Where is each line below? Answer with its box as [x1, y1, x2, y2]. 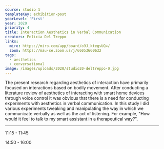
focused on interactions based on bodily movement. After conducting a [5, 85, 148, 90]
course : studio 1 [5, 7, 41, 12]
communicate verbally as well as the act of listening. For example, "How [5, 111, 150, 116]
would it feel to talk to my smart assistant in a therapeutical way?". [5, 116, 138, 122]
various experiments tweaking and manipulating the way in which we [5, 106, 144, 111]
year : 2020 [5, 21, 27, 26]
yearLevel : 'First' [5, 16, 45, 21]
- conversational [9, 62, 45, 66]
